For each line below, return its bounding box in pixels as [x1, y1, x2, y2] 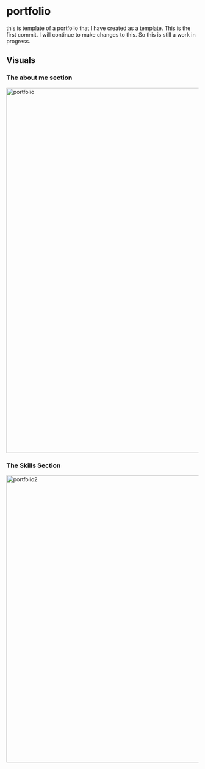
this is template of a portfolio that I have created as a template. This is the [6, 24, 191, 32]
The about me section [6, 73, 73, 82]
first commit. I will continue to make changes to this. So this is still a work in [6, 31, 196, 38]
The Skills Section [6, 461, 61, 470]
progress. [6, 37, 31, 45]
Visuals [6, 55, 35, 65]
